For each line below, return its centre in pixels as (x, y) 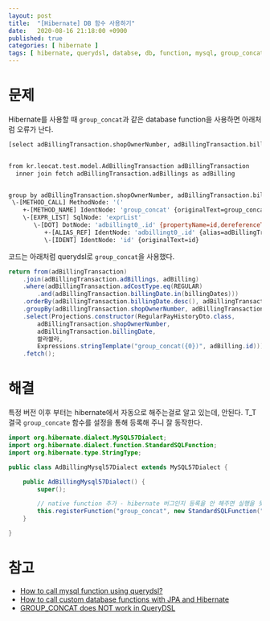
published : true (35, 38)
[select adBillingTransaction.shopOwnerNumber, (90, 144)
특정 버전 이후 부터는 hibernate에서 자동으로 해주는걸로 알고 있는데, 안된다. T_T (133, 413)
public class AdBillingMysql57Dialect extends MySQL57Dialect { (118, 467)
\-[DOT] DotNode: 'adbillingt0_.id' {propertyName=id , (127, 225)
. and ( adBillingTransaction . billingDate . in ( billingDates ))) (138, 294)
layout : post (30, 16)
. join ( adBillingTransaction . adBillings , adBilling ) (111, 279)
